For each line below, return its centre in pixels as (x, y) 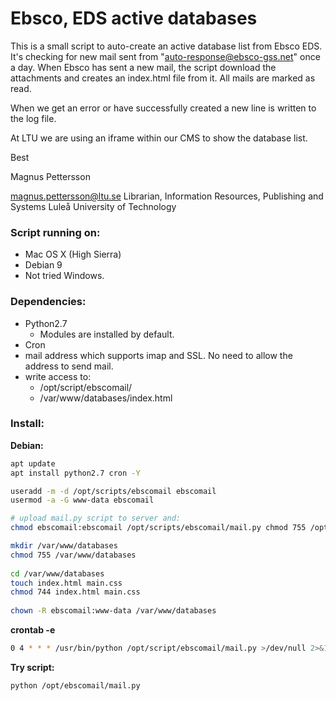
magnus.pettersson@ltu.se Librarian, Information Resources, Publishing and (167, 196)
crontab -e (33, 630)
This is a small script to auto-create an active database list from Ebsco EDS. (166, 46)
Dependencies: (48, 302)
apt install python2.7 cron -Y (75, 473)
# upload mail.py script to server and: (96, 518)
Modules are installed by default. (107, 334)
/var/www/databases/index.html (106, 398)
